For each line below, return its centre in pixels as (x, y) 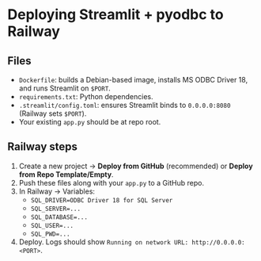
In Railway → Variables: (57, 191)
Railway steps (43, 147)
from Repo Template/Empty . (66, 174)
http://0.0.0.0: (219, 242)
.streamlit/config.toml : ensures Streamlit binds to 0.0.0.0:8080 (125, 105)
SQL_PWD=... (50, 234)
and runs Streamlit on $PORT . (65, 88)
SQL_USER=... (52, 225)
